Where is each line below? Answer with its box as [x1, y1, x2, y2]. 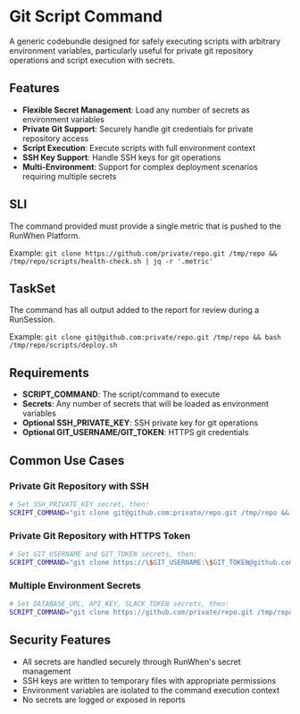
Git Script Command [9, 6, 163, 27]
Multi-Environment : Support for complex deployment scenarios [21, 161, 259, 172]
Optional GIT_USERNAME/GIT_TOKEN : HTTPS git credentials [21, 427, 249, 438]
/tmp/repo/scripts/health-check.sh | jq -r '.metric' [9, 256, 214, 265]
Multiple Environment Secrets [9, 579, 141, 592]
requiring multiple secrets [21, 171, 117, 181]
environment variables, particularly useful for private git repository [9, 45, 254, 55]
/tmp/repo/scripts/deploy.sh [9, 341, 118, 350]
